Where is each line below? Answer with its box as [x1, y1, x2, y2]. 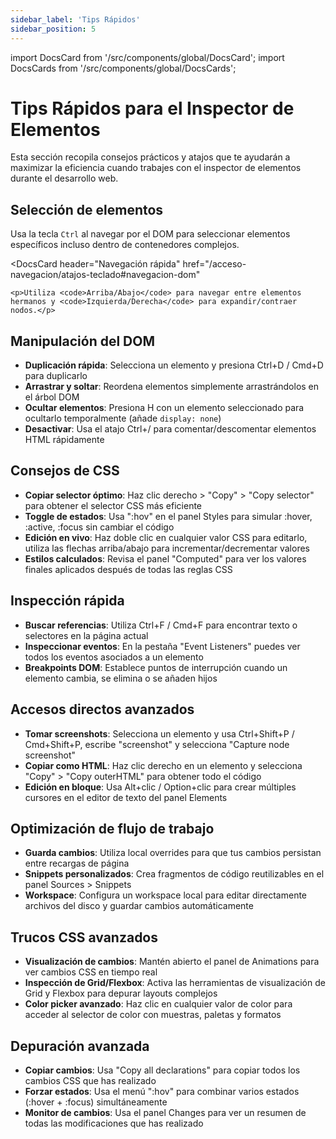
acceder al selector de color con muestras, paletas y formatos [24, 1009, 282, 1021]
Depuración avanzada [10, 1037, 150, 1055]
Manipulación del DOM [10, 332, 156, 350]
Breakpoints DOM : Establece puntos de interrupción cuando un [24, 661, 288, 673]
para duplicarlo [24, 370, 88, 382]
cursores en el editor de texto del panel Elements [24, 791, 228, 803]
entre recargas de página [24, 857, 130, 870]
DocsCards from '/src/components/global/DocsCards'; [10, 62, 237, 74]
